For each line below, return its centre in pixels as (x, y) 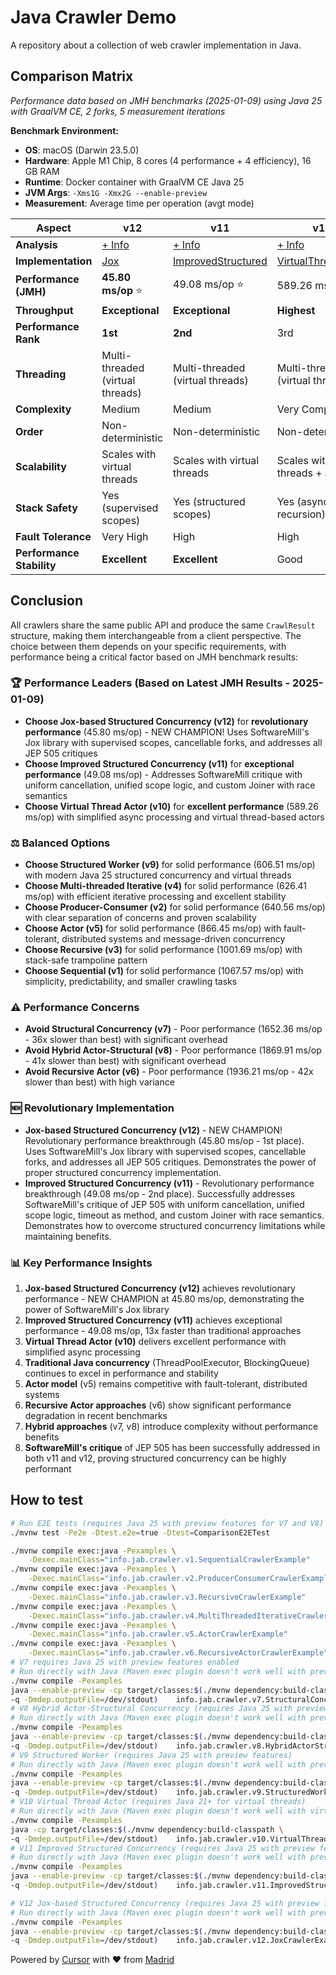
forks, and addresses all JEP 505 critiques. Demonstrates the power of (170, 1162)
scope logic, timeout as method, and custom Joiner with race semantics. (174, 1215)
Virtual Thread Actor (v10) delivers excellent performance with (155, 1342)
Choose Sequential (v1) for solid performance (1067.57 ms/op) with (164, 971)
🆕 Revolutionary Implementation (92, 1108)
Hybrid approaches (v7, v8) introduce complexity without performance (171, 1427)
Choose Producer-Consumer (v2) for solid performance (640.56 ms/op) (175, 907)
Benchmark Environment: (64, 130)
